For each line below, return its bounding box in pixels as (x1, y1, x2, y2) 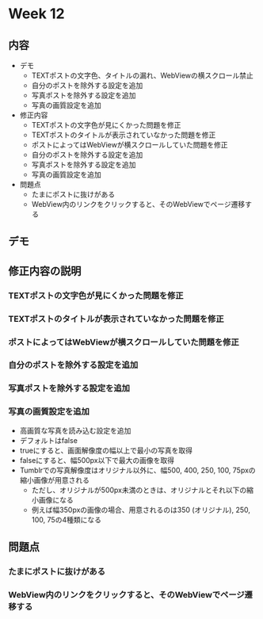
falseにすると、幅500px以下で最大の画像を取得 (19, 455, 175, 464)
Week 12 (8, 5, 65, 23)
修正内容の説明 (8, 264, 82, 277)
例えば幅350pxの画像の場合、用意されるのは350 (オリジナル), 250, (31, 505, 251, 514)
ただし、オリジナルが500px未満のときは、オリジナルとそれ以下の (31, 485, 247, 495)
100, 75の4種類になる (31, 514, 101, 524)
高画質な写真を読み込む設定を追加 (19, 426, 131, 435)
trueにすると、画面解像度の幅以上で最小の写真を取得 (19, 445, 192, 455)
